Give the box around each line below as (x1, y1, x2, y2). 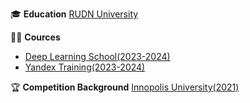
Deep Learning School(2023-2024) (24, 51, 171, 62)
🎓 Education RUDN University (10, 8, 139, 20)
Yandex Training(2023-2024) (24, 61, 146, 73)
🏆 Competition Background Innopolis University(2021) (10, 81, 240, 93)
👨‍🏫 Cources (10, 31, 61, 43)
